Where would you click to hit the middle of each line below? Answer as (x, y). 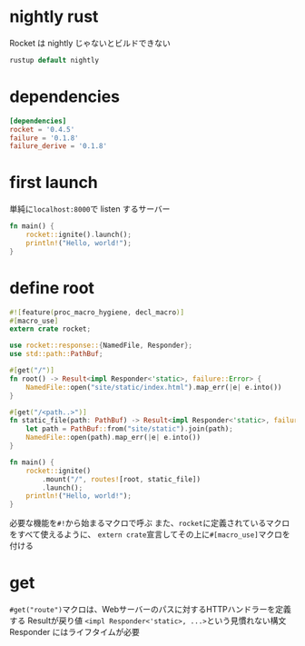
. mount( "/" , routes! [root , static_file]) (122, 479)
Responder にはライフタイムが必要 (75, 632)
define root (52, 288)
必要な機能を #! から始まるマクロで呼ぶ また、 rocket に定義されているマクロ (150, 523)
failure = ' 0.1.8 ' (44, 138)
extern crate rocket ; (50, 329)
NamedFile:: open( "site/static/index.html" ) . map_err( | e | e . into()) (154, 387)
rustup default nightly (54, 60)
